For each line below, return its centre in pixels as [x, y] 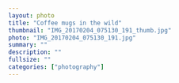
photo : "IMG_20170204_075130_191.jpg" [72, 38]
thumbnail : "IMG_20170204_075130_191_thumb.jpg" [90, 30]
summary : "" [28, 45]
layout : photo [32, 15]
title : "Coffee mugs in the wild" [65, 23]
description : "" [35, 52]
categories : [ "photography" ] [56, 67]
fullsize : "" [30, 60]
